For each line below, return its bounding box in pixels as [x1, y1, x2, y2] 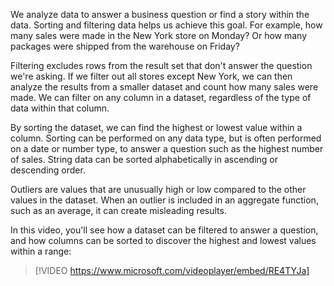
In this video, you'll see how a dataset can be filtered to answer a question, [10, 224, 319, 236]
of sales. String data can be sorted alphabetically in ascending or [10, 154, 279, 165]
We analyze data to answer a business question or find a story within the [10, 9, 310, 20]
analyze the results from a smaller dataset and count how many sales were [10, 81, 319, 93]
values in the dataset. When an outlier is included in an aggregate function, [10, 194, 319, 206]
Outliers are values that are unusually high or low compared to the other [10, 184, 307, 195]
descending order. [10, 164, 86, 176]
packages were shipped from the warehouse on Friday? [10, 40, 240, 52]
